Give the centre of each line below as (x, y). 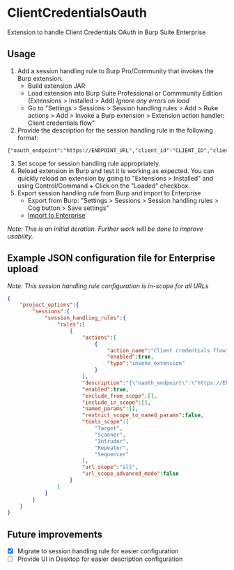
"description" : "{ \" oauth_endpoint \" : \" (140, 383)
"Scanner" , (110, 435)
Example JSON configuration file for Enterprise (111, 258)
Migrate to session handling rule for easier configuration (98, 551)
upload (23, 269)
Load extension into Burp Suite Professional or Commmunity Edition (125, 93)
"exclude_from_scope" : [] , (119, 396)
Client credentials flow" (61, 123)
